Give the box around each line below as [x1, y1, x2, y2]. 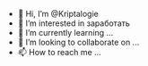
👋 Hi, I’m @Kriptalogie [17, 9, 99, 19]
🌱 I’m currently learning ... [17, 28, 114, 37]
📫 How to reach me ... [17, 47, 101, 57]
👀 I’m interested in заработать [17, 18, 130, 29]
